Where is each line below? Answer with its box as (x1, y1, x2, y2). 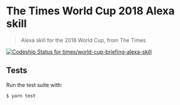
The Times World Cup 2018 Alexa (6, 4, 175, 18)
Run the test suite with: (6, 81, 63, 88)
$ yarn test (6, 92, 36, 99)
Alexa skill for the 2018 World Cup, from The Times (20, 36, 146, 44)
